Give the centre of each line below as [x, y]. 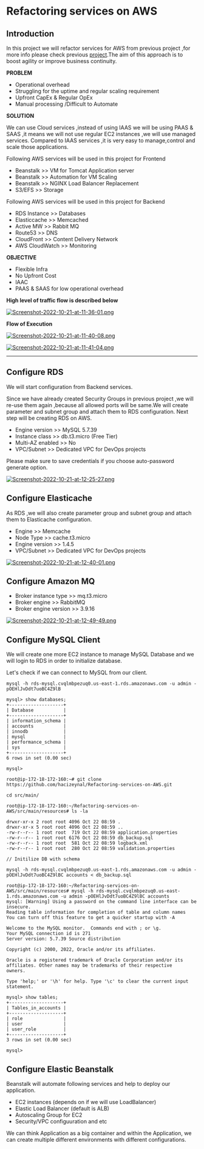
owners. [16, 971]
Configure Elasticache [49, 499]
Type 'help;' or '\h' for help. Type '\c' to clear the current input [97, 982]
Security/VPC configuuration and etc [61, 1122]
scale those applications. [37, 147]
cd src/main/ [23, 795]
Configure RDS [35, 372]
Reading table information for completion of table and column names [96, 913]
